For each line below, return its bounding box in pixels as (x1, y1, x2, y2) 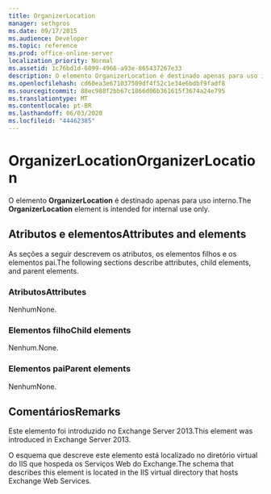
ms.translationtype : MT (8, 94, 89, 103)
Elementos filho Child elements (8, 324, 131, 336)
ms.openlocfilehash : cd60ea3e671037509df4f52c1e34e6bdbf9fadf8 (8, 79, 226, 87)
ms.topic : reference (8, 42, 78, 50)
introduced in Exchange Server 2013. (8, 435, 131, 445)
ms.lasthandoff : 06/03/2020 (8, 110, 103, 118)
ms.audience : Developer (8, 34, 89, 43)
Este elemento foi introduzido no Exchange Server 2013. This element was (8, 426, 253, 436)
